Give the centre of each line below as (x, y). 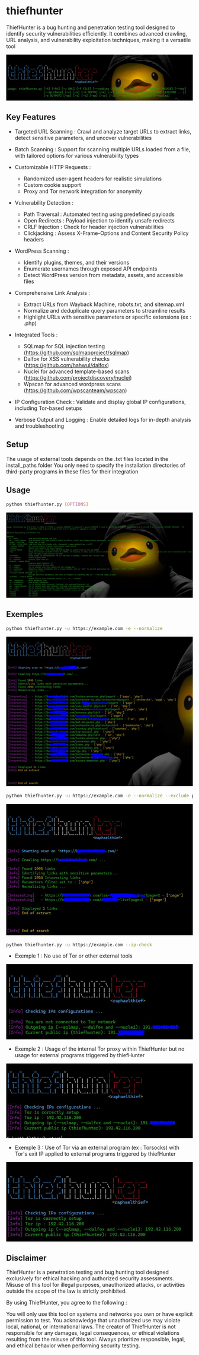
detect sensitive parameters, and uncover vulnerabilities (83, 138)
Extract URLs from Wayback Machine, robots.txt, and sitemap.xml (104, 304)
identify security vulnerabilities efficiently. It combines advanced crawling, (97, 33)
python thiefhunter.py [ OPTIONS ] (47, 505)
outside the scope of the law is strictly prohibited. (67, 1291)
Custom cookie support (52, 185)
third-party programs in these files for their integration (72, 471)
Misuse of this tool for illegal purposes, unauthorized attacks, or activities (96, 1285)
